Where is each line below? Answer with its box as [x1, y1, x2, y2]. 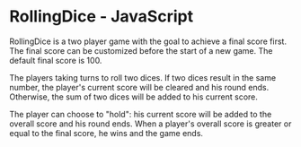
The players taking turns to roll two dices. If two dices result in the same [9, 72, 277, 82]
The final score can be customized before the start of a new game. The [9, 45, 273, 56]
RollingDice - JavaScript [9, 6, 194, 27]
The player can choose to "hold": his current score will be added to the [9, 108, 272, 119]
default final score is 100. [9, 55, 102, 65]
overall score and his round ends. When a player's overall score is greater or [9, 118, 292, 129]
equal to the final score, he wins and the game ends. [9, 127, 204, 138]
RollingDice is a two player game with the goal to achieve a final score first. [9, 36, 288, 47]
